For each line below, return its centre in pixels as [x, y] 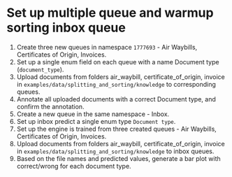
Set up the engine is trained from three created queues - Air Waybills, [117, 129]
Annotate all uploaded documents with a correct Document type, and [116, 99]
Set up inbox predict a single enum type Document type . [96, 121]
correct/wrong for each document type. [74, 166]
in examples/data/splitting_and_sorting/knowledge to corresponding [116, 84]
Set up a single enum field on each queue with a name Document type [118, 62]
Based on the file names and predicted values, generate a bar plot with [118, 158]
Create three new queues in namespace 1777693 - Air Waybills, [107, 47]
